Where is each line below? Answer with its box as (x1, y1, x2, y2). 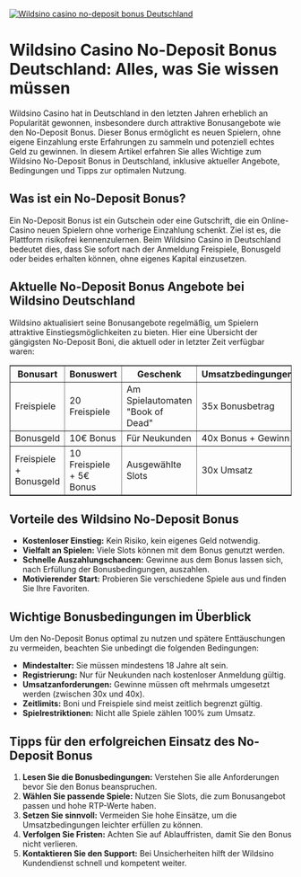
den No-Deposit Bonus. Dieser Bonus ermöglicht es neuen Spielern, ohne (9, 127, 281, 137)
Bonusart (17, 368, 58, 380)
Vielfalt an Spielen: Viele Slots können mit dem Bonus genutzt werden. (21, 545, 285, 556)
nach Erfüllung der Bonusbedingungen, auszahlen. (21, 564, 211, 575)
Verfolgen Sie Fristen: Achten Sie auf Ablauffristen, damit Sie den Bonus (21, 829, 292, 839)
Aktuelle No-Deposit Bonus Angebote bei (9, 279, 245, 295)
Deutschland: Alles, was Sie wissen (9, 59, 279, 80)
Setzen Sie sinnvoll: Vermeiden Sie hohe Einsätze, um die (21, 810, 237, 820)
